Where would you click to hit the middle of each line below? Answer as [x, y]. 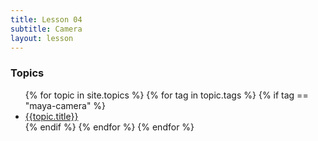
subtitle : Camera [46, 29]
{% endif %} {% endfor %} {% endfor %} [109, 127]
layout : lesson [42, 38]
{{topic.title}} [51, 116]
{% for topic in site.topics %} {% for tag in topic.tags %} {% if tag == [166, 95]
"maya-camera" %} [65, 105]
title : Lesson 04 [46, 19]
